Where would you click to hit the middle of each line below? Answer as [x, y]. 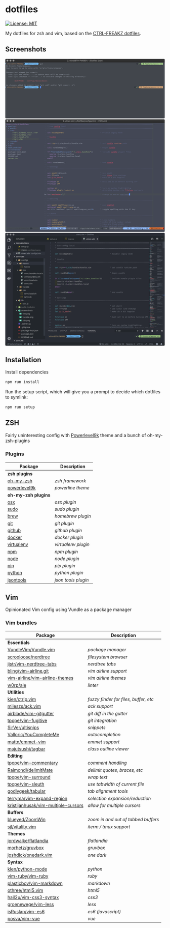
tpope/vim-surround [29, 777]
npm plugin [67, 552]
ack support [100, 706]
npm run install [22, 382]
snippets [97, 728]
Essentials [18, 643]
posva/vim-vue [24, 918]
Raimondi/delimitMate [30, 770]
